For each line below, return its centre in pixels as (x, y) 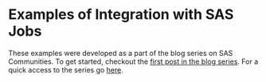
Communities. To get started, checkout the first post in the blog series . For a (133, 61)
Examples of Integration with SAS (121, 15)
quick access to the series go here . (66, 69)
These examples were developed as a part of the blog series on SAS (121, 53)
